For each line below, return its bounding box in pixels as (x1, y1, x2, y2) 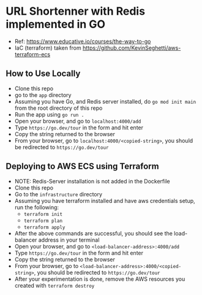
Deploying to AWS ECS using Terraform (6, 161, 160, 172)
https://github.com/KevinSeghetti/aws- (82, 44, 181, 52)
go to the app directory (14, 91, 72, 99)
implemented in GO (6, 17, 105, 31)
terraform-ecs (14, 50, 50, 58)
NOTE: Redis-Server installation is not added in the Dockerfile (14, 177, 170, 185)
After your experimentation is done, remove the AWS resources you (14, 275, 185, 283)
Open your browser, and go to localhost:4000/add (14, 117, 141, 125)
